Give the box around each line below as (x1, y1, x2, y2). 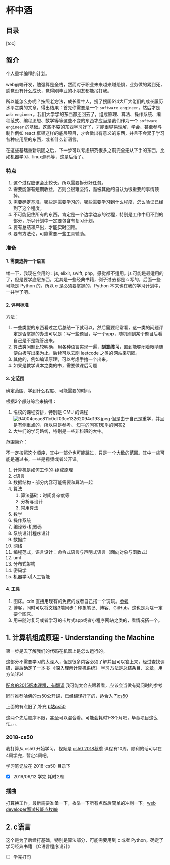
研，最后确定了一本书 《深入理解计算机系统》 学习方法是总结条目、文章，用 (6, 665, 163, 671)
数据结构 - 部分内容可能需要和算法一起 (13, 479, 93, 485)
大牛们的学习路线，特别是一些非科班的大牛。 (13, 428, 106, 434)
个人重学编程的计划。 (6, 70, 50, 77)
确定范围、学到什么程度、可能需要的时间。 (6, 387, 94, 393)
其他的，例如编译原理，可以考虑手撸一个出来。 (13, 356, 110, 362)
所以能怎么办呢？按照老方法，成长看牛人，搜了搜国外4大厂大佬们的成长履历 (6, 98, 163, 104)
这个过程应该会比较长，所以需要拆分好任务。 (13, 180, 106, 186)
